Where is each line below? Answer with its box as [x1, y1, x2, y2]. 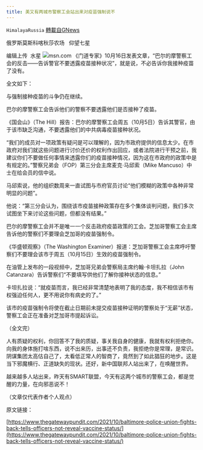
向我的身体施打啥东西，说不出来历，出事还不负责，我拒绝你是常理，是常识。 [6, 345, 197, 352]
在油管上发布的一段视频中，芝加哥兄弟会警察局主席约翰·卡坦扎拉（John [6, 263, 184, 271]
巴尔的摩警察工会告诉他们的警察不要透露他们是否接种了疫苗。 [6, 105, 160, 112]
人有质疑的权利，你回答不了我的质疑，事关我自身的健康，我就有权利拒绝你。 [6, 337, 197, 344]
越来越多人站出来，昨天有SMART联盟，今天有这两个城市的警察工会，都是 [6, 373, 189, 380]
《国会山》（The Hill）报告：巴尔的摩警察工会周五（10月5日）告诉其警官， [6, 118, 190, 126]
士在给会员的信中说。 [6, 169, 59, 176]
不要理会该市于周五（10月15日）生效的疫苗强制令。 [16, 250, 144, 257]
